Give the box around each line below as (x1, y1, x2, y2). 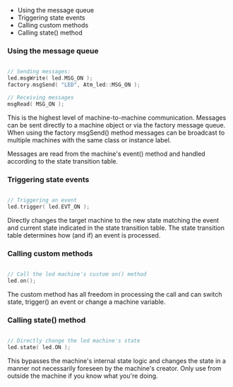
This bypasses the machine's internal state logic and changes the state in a (7, 356, 226, 365)
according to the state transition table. (7, 156, 119, 165)
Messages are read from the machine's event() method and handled (7, 149, 206, 158)
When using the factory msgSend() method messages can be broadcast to (7, 128, 225, 137)
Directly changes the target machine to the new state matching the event (7, 216, 220, 224)
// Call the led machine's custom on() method (7, 271, 147, 278)
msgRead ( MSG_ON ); (7, 100, 65, 108)
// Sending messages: (7, 68, 71, 75)
